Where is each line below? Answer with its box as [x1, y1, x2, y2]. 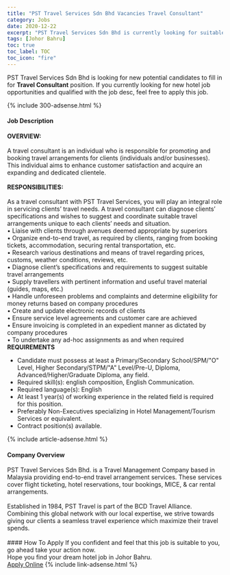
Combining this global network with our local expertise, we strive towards [7, 509, 214, 517]
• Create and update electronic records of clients [7, 306, 146, 315]
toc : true [7, 42, 36, 49]
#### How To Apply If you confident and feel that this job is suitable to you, [7, 539, 220, 547]
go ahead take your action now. [7, 546, 96, 554]
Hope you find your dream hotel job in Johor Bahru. [7, 553, 153, 561]
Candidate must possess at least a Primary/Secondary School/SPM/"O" [16, 356, 219, 364]
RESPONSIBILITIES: [7, 183, 64, 191]
